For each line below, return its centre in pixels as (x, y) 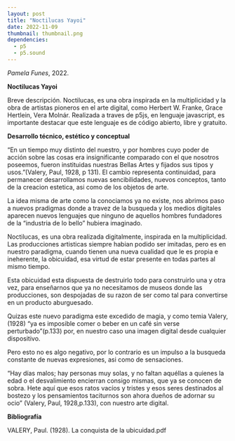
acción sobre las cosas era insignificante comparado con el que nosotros (113, 157)
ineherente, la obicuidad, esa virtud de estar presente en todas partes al (112, 259)
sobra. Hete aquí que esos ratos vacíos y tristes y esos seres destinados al (115, 388)
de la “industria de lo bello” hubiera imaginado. (75, 223)
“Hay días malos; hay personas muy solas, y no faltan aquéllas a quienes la (116, 373)
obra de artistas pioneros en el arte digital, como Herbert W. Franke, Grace (115, 107)
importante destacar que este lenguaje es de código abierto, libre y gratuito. (117, 122)
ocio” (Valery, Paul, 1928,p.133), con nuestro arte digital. (88, 403)
